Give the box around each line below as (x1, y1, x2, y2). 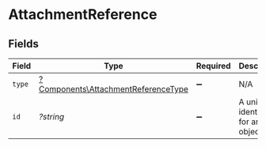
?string (38, 111, 65, 122)
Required (196, 61, 231, 71)
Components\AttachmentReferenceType (38, 84, 188, 94)
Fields (8, 37, 40, 51)
